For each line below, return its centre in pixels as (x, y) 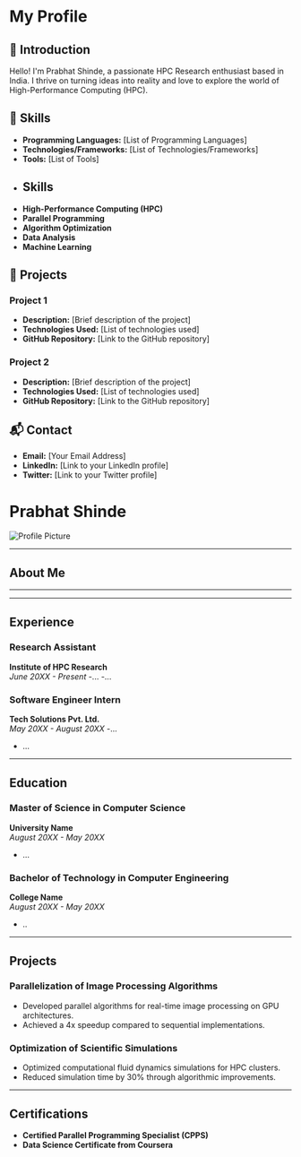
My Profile (48, 17)
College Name (36, 897)
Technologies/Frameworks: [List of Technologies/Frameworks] (140, 149)
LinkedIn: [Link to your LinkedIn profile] (95, 466)
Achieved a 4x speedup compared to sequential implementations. (144, 1024)
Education (39, 783)
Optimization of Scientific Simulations (94, 1048)
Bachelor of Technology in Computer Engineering (119, 877)
